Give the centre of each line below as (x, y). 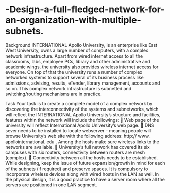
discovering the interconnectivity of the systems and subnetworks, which (82, 109)
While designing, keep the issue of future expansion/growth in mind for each (85, 163)
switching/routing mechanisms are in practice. (54, 94)
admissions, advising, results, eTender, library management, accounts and (83, 83)
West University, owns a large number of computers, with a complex (77, 50)
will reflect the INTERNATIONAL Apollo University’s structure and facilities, (83, 114)
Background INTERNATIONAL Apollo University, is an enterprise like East (81, 45)
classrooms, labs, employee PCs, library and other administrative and (78, 61)
